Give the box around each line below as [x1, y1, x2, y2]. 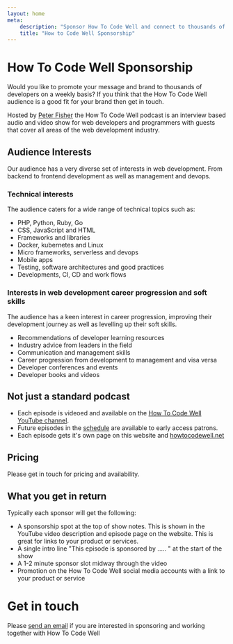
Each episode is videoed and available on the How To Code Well [17, 409, 202, 417]
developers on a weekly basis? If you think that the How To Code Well [7, 90, 207, 98]
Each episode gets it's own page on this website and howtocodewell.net [17, 431, 225, 440]
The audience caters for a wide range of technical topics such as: [7, 205, 195, 213]
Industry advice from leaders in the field [17, 341, 132, 349]
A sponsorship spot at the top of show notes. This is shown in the [17, 522, 205, 530]
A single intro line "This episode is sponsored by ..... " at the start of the [17, 544, 223, 553]
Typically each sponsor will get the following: [7, 509, 137, 517]
